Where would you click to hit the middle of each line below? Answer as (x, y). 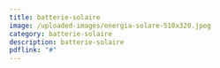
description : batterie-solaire (67, 42)
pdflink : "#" (33, 50)
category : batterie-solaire (61, 34)
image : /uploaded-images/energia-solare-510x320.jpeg (110, 26)
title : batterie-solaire (55, 17)
